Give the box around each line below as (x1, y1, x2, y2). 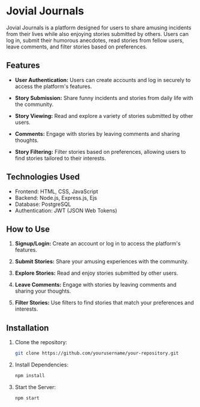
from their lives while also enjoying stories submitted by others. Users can (6, 30, 189, 37)
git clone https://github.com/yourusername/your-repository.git (14, 350, 179, 357)
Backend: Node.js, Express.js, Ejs (14, 194, 98, 201)
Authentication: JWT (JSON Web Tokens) (14, 206, 118, 214)
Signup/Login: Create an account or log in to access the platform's (14, 240, 181, 247)
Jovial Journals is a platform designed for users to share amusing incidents (6, 24, 192, 31)
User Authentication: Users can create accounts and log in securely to (14, 76, 191, 83)
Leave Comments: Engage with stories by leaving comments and (14, 281, 177, 288)
